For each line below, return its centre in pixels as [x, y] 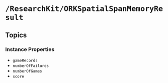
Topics [16, 35]
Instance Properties [30, 49]
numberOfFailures [31, 66]
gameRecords [25, 60]
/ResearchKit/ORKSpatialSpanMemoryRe [84, 9]
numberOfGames [27, 71]
